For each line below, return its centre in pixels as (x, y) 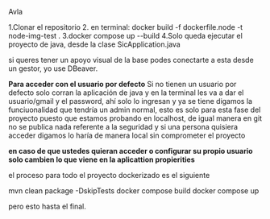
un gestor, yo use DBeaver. (53, 68)
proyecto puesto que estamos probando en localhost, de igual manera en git (135, 118)
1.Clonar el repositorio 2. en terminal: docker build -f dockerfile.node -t (126, 27)
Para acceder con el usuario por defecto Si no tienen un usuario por (123, 84)
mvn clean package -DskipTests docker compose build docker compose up (134, 191)
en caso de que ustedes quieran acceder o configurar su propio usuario (131, 151)
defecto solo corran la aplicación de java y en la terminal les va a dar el (126, 93)
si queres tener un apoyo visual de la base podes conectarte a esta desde (131, 60)
